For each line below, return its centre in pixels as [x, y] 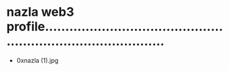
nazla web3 [40, 12]
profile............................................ [115, 27]
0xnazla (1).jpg [37, 60]
